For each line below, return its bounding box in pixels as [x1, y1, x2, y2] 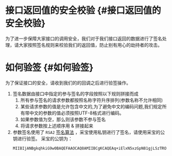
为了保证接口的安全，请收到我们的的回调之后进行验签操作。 [5, 80, 131, 86]
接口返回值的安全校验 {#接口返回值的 [5, 5, 161, 16]
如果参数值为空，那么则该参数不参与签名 [20, 116, 106, 122]
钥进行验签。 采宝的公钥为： [12, 135, 73, 142]
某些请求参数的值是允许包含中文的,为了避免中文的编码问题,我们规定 [20, 103, 162, 109]
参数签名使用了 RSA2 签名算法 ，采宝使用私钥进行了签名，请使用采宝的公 [12, 129, 165, 135]
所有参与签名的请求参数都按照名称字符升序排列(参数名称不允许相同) [20, 97, 163, 103]
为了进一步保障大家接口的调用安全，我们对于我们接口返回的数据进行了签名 [5, 35, 162, 42]
